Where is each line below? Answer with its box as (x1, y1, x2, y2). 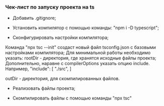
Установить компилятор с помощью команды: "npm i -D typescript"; (12, 25, 159, 31)
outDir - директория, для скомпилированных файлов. (5, 76, 120, 82)
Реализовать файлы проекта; (12, 85, 75, 91)
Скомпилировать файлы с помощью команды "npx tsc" (12, 95, 132, 101)
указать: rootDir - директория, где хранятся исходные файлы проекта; (5, 55, 156, 61)
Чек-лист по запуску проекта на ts (5, 4, 95, 11)
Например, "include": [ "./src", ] (5, 66, 71, 72)
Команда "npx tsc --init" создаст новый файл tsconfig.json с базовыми (5, 44, 156, 50)
